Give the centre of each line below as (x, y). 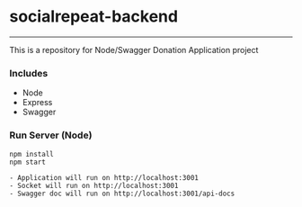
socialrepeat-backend (93, 17)
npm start (28, 162)
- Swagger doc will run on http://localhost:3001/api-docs (122, 193)
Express (37, 103)
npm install (31, 154)
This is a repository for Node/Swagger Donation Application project (134, 49)
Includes (29, 73)
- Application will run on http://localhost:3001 (104, 177)
